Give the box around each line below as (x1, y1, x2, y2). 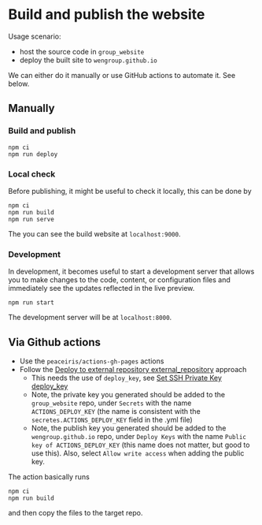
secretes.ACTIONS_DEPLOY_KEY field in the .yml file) (31, 415, 193, 425)
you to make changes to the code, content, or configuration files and (8, 275, 231, 285)
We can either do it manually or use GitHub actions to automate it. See (8, 70, 236, 80)
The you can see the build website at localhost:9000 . (8, 229, 181, 238)
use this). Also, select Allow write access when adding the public (31, 449, 245, 458)
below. (8, 79, 30, 88)
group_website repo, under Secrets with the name (31, 398, 192, 408)
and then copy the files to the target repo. (8, 508, 143, 518)
